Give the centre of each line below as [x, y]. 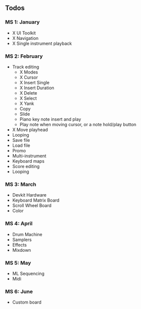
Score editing [26, 166]
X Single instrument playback [42, 43]
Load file [21, 145]
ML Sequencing [28, 274]
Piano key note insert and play [50, 119]
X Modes [29, 72]
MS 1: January [22, 22]
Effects [19, 245]
